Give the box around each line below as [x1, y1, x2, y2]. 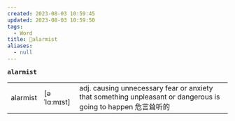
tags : [7, 23, 23, 30]
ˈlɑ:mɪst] [43, 97, 71, 106]
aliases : [7, 42, 33, 49]
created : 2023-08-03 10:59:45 [7, 10, 96, 17]
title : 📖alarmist [7, 36, 58, 43]
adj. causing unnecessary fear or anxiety [79, 83, 213, 92]
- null [13, 49, 33, 56]
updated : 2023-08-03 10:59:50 [7, 17, 96, 24]
